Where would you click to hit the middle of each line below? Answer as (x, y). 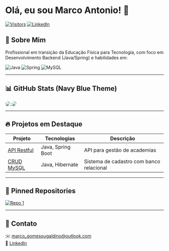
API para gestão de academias (120, 150)
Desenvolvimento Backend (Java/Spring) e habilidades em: (67, 57)
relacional (95, 167)
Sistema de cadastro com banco (122, 161)
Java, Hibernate (60, 164)
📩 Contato (21, 224)
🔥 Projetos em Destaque (44, 124)
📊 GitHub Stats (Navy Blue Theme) (61, 88)
